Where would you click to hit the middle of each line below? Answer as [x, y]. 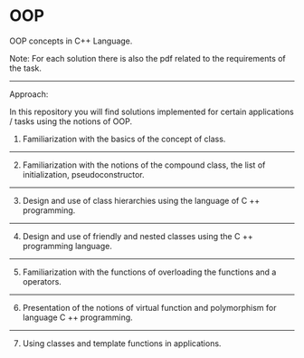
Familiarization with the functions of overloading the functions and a [149, 272]
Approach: [29, 94]
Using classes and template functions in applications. [122, 343]
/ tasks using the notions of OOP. [71, 121]
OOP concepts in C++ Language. [71, 41]
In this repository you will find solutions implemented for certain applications [152, 111]
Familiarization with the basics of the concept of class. [124, 139]
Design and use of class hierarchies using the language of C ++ [141, 200]
